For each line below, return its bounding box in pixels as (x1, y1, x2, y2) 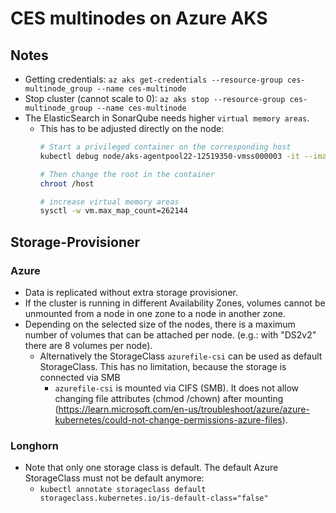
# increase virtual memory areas (39, 197, 180, 207)
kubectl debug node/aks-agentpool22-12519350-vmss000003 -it (39, 151, 300, 161)
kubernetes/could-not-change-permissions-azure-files (54, 413, 283, 426)
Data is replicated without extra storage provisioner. (24, 286, 238, 298)
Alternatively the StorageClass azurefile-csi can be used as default (39, 350, 323, 362)
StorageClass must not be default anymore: (24, 472, 205, 484)
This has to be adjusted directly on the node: (39, 123, 225, 134)
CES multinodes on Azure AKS (10, 7, 268, 30)
